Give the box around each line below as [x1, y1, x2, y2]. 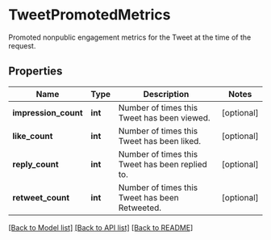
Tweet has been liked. [118, 135, 202, 146]
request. [8, 40, 36, 50]
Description [143, 88, 190, 99]
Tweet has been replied [118, 158, 207, 170]
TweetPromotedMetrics [8, 6, 171, 24]
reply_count [12, 158, 59, 170]
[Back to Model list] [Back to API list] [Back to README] [8, 222, 194, 232]
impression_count [12, 107, 83, 118]
